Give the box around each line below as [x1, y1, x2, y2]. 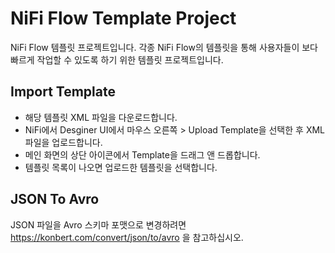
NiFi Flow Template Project [10, 7, 237, 30]
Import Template [10, 83, 116, 101]
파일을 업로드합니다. [24, 136, 103, 148]
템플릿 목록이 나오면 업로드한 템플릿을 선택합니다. [24, 161, 218, 173]
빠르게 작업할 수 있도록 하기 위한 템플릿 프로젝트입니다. [10, 53, 224, 66]
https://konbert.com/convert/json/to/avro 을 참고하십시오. [10, 231, 244, 243]
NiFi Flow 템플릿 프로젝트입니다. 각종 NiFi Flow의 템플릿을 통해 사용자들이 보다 [10, 41, 318, 53]
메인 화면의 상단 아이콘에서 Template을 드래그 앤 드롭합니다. [24, 148, 261, 161]
